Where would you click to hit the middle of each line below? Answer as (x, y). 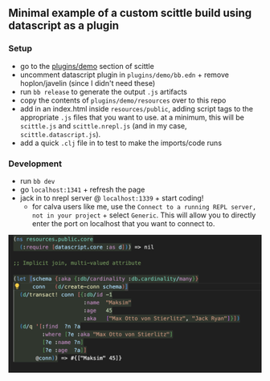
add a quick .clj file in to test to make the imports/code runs (121, 143)
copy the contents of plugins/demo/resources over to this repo (123, 100)
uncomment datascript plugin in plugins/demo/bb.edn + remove (124, 75)
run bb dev (37, 180)
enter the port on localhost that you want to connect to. (123, 223)
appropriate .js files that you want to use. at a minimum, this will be (132, 117)
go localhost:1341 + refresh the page (82, 189)
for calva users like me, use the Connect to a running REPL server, (144, 206)
